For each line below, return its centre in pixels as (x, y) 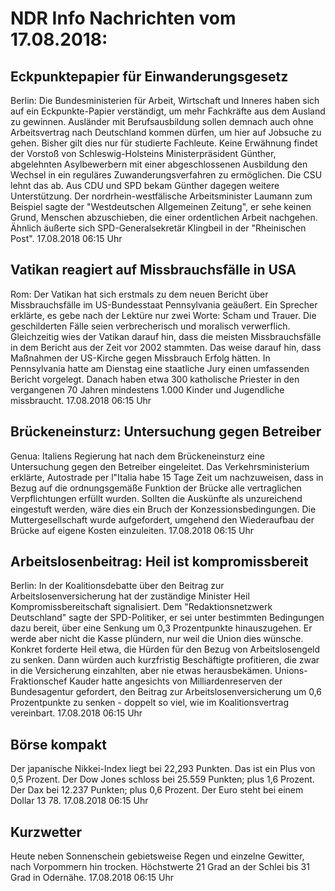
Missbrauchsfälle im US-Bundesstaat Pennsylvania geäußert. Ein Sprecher (164, 304)
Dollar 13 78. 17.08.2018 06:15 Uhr (79, 801)
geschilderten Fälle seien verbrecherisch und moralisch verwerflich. (150, 326)
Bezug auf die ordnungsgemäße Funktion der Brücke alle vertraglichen (156, 488)
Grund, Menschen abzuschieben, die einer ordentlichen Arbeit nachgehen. (164, 217)
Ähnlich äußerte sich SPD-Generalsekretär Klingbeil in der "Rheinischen (158, 228)
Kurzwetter (46, 832)
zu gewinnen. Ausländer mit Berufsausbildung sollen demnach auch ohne (162, 121)
